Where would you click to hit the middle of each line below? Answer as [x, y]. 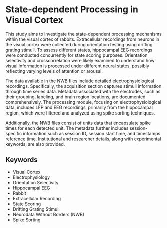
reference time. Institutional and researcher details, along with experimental [83, 139]
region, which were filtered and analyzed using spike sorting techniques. [80, 113]
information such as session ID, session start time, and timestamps [92, 133]
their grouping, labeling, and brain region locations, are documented [75, 97]
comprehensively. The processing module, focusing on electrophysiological [83, 102]
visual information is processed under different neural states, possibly [77, 66]
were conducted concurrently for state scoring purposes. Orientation [76, 55]
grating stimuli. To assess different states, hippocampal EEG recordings [79, 50]
